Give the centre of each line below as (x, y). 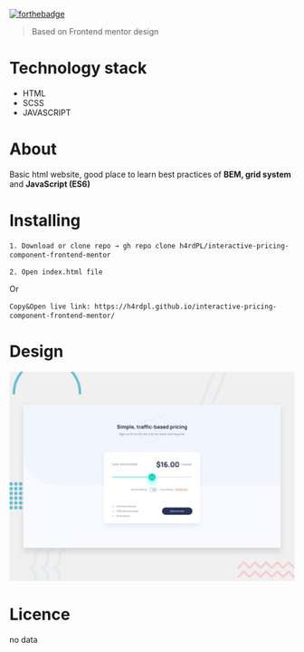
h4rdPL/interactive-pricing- (234, 246)
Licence (40, 614)
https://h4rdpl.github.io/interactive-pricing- (186, 307)
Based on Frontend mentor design (95, 31)
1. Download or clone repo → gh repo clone (93, 246)
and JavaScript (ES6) (50, 184)
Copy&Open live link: (50, 307)
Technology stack (78, 68)
